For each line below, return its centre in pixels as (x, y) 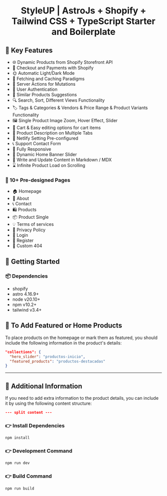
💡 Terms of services (33, 224)
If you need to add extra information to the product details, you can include (82, 398)
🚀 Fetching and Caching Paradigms (48, 79)
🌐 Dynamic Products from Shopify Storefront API (62, 62)
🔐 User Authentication (35, 89)
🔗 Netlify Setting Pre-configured (45, 138)
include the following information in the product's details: (63, 343)
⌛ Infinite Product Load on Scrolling (49, 165)
